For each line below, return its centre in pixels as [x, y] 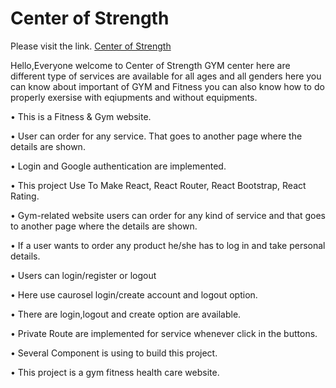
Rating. [25, 196]
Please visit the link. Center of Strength [91, 46]
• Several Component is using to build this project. [114, 353]
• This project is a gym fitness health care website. [115, 372]
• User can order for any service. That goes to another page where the [156, 136]
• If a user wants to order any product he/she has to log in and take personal [168, 245]
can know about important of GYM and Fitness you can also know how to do [167, 86]
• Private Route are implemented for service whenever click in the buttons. [164, 333]
